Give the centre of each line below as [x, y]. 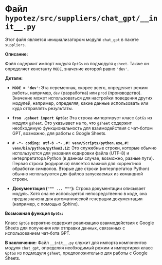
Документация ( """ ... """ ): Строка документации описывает [79, 188]
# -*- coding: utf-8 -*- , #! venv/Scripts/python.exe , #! [71, 143]
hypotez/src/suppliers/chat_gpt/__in [81, 18]
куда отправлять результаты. [42, 108]
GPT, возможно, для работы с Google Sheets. [59, 133]
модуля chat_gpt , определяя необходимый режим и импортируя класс [79, 247]
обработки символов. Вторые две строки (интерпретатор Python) [81, 169]
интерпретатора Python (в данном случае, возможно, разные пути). [83, 158]
